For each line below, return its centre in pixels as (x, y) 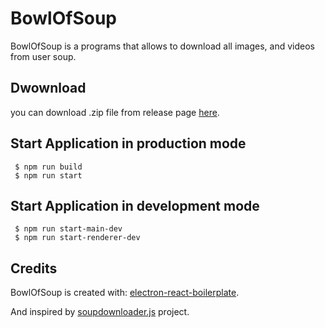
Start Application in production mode (128, 143)
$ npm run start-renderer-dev (77, 238)
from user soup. (43, 56)
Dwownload (48, 88)
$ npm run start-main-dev (68, 229)
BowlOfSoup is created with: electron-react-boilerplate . (125, 293)
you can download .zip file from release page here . (115, 112)
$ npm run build (48, 167)
